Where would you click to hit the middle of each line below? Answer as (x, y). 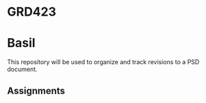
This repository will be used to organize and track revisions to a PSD (103, 62)
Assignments (36, 90)
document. (22, 70)
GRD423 (32, 12)
